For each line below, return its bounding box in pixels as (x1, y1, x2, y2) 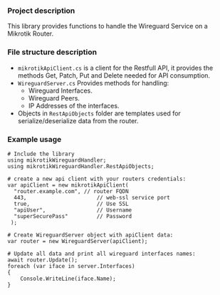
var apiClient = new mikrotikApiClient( (7, 181, 130, 189)
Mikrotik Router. (7, 29, 54, 38)
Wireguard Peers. (28, 93, 80, 102)
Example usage (7, 134, 62, 144)
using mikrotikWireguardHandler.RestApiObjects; (7, 162, 154, 170)
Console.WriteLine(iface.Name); (20, 275, 116, 282)
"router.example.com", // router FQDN (14, 187, 130, 195)
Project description (7, 6, 75, 16)
